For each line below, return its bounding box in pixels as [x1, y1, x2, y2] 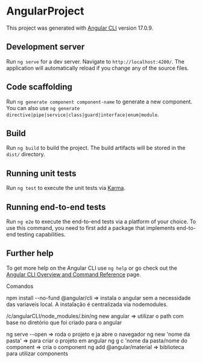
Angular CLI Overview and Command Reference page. [6, 270, 141, 278]
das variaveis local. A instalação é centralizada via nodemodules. [6, 301, 168, 308]
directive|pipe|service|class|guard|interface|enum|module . [6, 111, 159, 118]
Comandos [6, 283, 34, 290]
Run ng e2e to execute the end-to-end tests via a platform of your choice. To [6, 218, 197, 225]
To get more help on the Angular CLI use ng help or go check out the [6, 264, 177, 272]
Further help [6, 248, 54, 258]
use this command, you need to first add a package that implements [6, 224, 175, 231]
